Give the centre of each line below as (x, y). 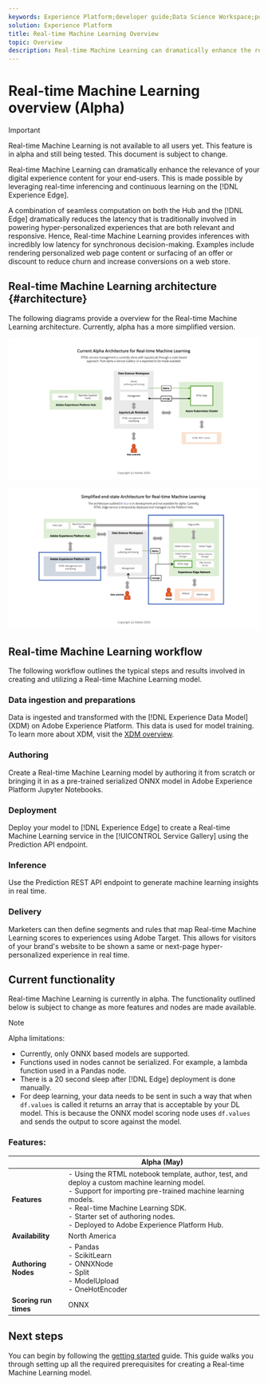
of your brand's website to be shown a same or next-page (104, 946)
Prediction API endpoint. (48, 845)
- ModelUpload (94, 1281)
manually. (35, 1088)
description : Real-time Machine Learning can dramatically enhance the (130, 51)
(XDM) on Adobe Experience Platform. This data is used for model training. (131, 726)
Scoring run (32, 1300)
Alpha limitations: (37, 1038)
